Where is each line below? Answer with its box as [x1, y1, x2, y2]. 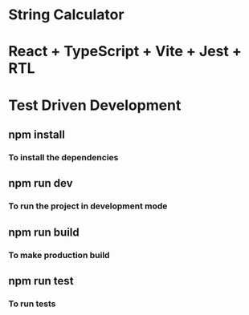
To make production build [8, 249, 110, 260]
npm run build [8, 225, 80, 239]
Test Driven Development [8, 96, 182, 114]
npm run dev [8, 176, 74, 190]
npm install [8, 127, 66, 141]
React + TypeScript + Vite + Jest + [8, 42, 243, 61]
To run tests [8, 298, 56, 309]
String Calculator [8, 6, 124, 24]
